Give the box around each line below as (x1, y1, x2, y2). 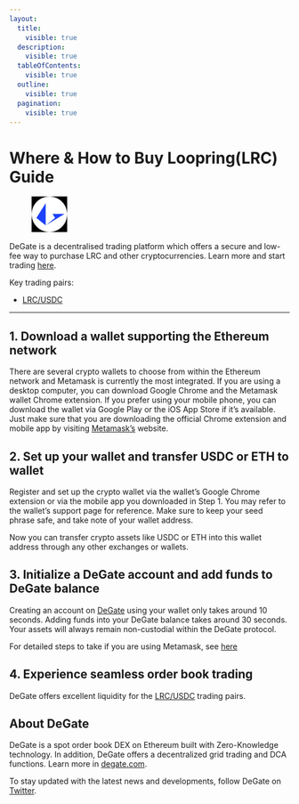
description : (17, 43, 66, 52)
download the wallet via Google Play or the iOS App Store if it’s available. (9, 404, 276, 415)
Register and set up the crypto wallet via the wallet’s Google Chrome (9, 486, 261, 497)
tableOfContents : (17, 61, 82, 70)
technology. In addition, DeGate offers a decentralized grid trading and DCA (9, 749, 287, 760)
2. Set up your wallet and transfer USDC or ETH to (9, 449, 289, 464)
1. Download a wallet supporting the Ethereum (9, 329, 270, 344)
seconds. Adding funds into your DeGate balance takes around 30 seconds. (9, 614, 287, 625)
